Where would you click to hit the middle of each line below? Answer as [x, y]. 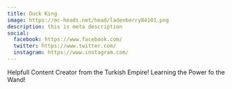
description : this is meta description [65, 26]
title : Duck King [32, 14]
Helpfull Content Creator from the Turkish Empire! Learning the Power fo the [116, 72]
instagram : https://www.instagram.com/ [71, 53]
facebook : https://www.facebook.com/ [68, 40]
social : [18, 33]
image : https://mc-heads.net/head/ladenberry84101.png [88, 20]
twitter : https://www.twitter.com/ [65, 46]
